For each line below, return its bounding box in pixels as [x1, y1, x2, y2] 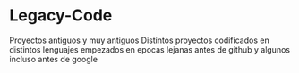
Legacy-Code [9, 5, 113, 26]
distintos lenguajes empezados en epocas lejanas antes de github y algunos [9, 44, 291, 54]
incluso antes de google [9, 53, 98, 64]
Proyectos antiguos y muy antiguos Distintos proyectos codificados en [9, 35, 270, 45]
